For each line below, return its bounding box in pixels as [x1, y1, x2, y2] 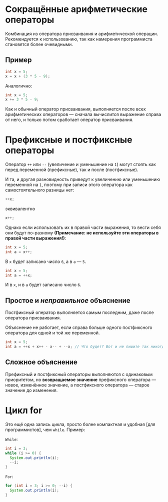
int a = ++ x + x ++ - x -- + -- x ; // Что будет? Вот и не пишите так [5, 344, 149, 349]
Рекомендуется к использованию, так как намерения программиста [5, 36, 152, 42]
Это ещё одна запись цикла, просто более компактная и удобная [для [5, 421, 156, 427]
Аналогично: [5, 82, 32, 88]
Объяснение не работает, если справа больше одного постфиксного [5, 324, 152, 330]
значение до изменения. [5, 387, 58, 393]
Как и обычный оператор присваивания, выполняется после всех [5, 106, 146, 112]
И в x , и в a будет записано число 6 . [5, 281, 81, 288]
